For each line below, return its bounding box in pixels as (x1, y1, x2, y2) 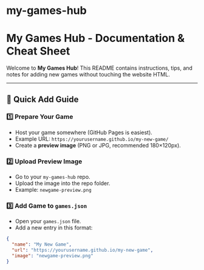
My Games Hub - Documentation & (6, 32, 185, 46)
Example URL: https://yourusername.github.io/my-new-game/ (15, 135, 169, 143)
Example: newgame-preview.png (15, 186, 92, 194)
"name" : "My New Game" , (12, 241, 72, 248)
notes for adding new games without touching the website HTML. (6, 71, 170, 78)
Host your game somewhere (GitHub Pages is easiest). (15, 129, 153, 136)
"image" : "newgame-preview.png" (12, 253, 94, 259)
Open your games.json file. (15, 218, 81, 225)
